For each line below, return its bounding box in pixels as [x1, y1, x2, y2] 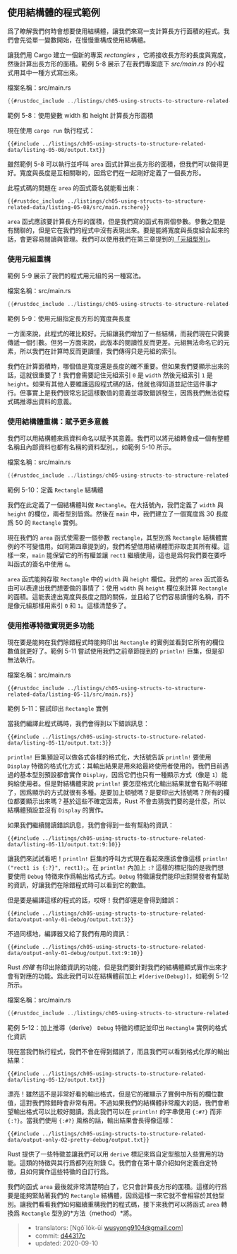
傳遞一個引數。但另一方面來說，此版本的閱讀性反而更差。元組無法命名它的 [7, 338, 224, 346]
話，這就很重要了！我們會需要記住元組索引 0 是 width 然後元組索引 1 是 [7, 370, 213, 379]
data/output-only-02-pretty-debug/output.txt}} [7, 1137, 150, 1144]
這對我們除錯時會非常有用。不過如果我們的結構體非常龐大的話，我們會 [19, 1099, 224, 1107]
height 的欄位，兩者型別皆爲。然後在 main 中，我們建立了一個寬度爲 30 [7, 509, 214, 518]
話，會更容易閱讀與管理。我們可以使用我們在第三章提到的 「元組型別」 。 [7, 235, 214, 243]
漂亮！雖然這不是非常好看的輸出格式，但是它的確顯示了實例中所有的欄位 [7, 1090, 217, 1099]
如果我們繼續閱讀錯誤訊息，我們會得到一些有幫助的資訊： [7, 821, 174, 829]
